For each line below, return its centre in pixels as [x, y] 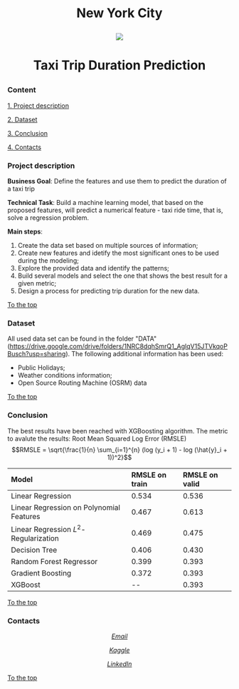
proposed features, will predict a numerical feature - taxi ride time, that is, [115, 210]
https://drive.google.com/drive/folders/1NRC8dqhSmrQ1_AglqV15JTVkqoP [118, 346]
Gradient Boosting [41, 573]
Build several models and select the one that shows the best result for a [122, 276]
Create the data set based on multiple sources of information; [108, 246]
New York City [119, 13]
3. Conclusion [28, 133]
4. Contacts [24, 147]
